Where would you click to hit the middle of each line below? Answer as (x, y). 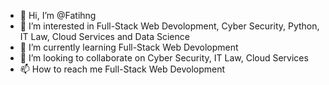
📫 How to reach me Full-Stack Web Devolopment (122, 69)
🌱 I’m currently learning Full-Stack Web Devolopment (129, 47)
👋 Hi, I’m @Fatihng (58, 15)
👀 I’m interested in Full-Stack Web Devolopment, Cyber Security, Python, (169, 26)
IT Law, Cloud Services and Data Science (104, 36)
